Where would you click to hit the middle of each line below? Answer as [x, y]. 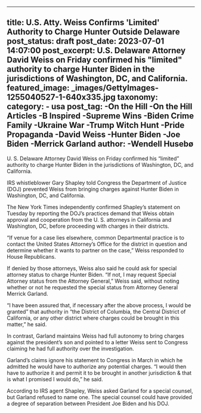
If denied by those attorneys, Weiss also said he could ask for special [92, 268]
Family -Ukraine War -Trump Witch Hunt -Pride [96, 125]
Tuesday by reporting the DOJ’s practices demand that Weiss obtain [91, 213]
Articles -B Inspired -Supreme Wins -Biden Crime [101, 116]
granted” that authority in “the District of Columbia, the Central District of [96, 311]
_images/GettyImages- [115, 88]
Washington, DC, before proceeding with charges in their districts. [88, 226]
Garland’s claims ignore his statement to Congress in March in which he [95, 360]
